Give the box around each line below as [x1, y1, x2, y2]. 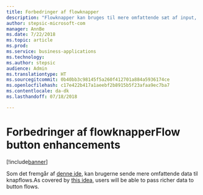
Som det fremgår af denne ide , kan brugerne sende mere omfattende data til [6, 169, 199, 177]
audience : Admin [6, 65, 47, 72]
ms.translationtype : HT [6, 71, 67, 77]
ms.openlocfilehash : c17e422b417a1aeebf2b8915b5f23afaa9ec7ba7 [6, 83, 170, 89]
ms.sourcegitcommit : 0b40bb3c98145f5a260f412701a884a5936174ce [6, 77, 170, 83]
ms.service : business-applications [6, 49, 97, 55]
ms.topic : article [6, 37, 53, 43]
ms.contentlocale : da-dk [6, 88, 69, 94]
